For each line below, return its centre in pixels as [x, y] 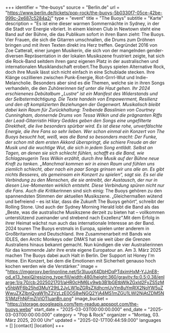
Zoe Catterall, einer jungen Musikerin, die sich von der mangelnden [75, 51]
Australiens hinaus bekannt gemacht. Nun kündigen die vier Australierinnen [84, 245]
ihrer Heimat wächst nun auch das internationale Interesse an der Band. [80, 223]
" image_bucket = [90, 298]
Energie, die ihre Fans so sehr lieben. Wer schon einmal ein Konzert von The [85, 131]
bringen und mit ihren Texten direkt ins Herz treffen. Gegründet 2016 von [81, 45]
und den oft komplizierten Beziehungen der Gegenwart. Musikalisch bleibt [83, 104]
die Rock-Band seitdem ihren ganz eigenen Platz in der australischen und [82, 61]
